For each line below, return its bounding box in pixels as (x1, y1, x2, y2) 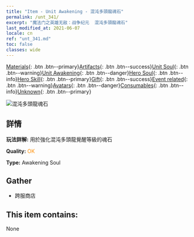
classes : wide (6, 47, 41, 53)
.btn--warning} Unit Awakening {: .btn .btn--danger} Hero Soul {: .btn (6, 69, 168, 76)
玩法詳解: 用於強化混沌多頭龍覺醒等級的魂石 (6, 136, 113, 143)
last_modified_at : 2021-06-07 (6, 25, 81, 31)
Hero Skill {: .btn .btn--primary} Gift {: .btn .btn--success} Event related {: (17, 75, 188, 82)
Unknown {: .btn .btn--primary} (17, 88, 92, 95)
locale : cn (6, 31, 33, 36)
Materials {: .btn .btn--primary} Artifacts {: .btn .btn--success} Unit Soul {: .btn (6, 63, 189, 70)
